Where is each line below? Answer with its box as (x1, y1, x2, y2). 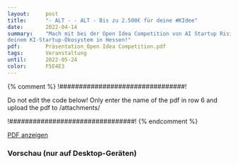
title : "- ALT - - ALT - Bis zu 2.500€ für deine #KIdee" (7, 17, 198, 24)
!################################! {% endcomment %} (7, 117, 198, 126)
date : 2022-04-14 (7, 23, 78, 30)
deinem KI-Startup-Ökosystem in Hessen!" (7, 37, 132, 44)
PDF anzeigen (7, 130, 48, 139)
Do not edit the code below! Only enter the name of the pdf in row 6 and (7, 96, 218, 104)
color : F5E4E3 (7, 63, 65, 70)
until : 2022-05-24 (7, 56, 78, 63)
